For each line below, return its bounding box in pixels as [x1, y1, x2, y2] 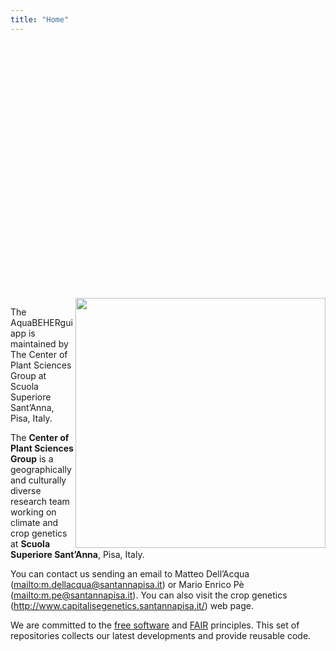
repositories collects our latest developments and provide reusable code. [10, 629, 312, 641]
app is [10, 327, 36, 339]
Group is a [10, 452, 54, 465]
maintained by [10, 337, 69, 350]
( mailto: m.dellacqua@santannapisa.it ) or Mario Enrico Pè [10, 578, 245, 590]
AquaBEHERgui [10, 316, 73, 328]
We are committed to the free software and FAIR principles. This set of [10, 619, 300, 631]
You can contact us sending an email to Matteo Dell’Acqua [10, 567, 250, 580]
